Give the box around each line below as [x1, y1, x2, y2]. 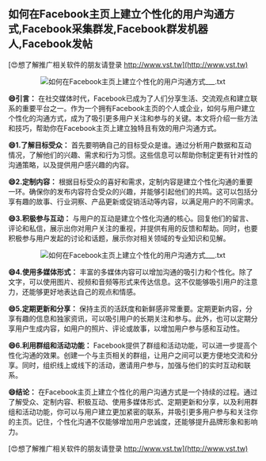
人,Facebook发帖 [8, 37, 93, 51]
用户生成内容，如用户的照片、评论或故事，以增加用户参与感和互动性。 [14, 324, 244, 333]
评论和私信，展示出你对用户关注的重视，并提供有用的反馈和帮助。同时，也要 [8, 223, 258, 232]
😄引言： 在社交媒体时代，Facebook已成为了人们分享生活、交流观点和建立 [8, 94, 251, 103]
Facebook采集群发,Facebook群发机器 [22, 22, 208, 36]
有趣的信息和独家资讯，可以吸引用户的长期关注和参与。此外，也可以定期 [14, 313, 251, 323]
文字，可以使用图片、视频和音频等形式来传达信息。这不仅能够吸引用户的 [8, 277, 244, 286]
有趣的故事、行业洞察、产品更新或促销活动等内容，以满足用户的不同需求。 [14, 197, 258, 206]
